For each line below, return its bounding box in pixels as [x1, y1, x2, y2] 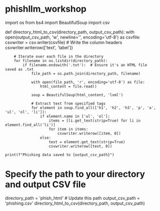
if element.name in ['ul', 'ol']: [40, 114, 110, 119]
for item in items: [48, 127, 89, 131]
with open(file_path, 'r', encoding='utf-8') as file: [31, 80, 145, 84]
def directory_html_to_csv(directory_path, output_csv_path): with [5, 29, 135, 35]
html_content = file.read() [40, 84, 97, 89]
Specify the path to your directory [5, 169, 145, 180]
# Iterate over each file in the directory [14, 54, 104, 59]
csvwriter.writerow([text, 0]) [48, 144, 112, 148]
